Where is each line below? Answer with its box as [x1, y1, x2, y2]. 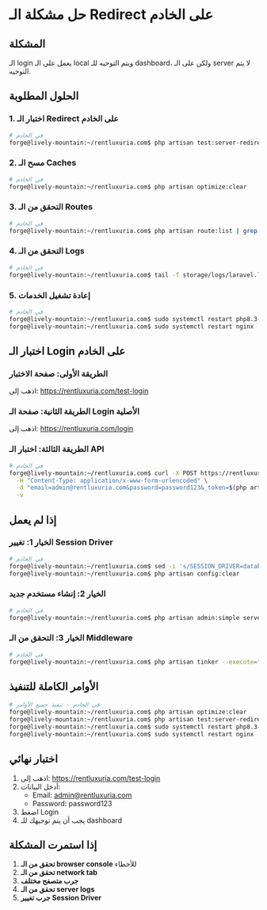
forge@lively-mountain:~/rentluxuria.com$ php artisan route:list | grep [9, 227, 258, 235]
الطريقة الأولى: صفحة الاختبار [9, 368, 109, 379]
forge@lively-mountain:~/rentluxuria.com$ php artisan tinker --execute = [9, 658, 258, 666]
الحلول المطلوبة [9, 90, 79, 103]
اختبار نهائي [9, 752, 59, 766]
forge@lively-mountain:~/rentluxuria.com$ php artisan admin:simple [9, 614, 240, 621]
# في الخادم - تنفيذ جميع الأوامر [9, 701, 100, 709]
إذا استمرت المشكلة [9, 838, 97, 851]
